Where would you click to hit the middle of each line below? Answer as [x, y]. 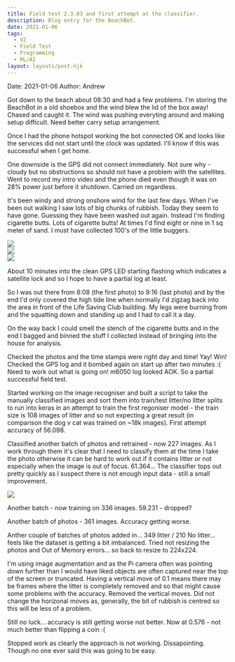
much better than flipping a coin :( [56, 629]
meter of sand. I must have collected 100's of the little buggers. [99, 230]
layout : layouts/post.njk [45, 66]
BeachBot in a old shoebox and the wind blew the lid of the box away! [108, 107]
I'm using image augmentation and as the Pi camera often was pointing [110, 564]
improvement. [27, 481]
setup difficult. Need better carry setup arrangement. [84, 122]
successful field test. [38, 379]
